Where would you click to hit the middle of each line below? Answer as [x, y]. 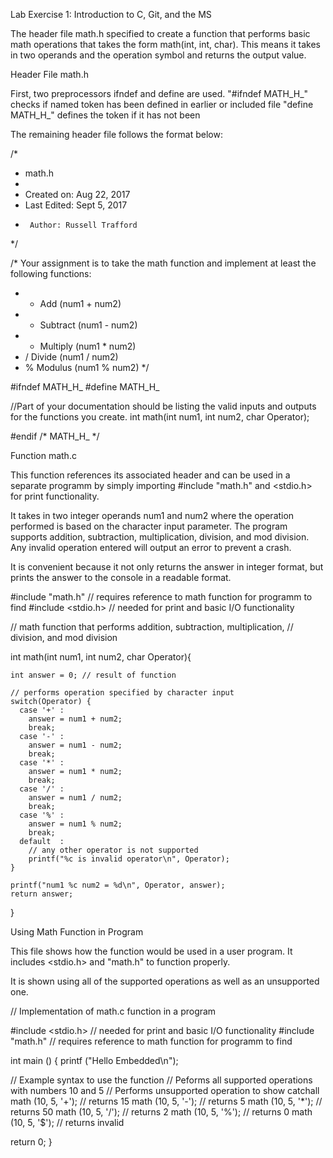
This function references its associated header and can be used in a [150, 475]
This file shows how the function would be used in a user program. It [151, 951]
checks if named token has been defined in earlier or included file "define [162, 104]
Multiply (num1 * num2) [88, 346]
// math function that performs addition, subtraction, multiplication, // [152, 627]
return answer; [42, 894]
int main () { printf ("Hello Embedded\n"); [94, 1060]
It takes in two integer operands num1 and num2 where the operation [152, 515]
